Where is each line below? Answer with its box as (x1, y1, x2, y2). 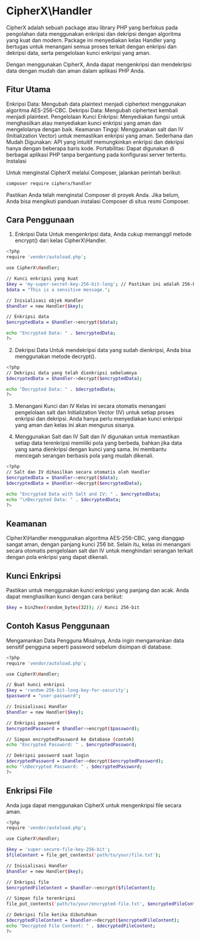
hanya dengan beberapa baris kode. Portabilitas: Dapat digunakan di (6, 144, 174, 152)
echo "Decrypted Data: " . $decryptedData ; (6, 386, 116, 392)
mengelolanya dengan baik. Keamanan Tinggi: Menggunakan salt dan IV (6, 125, 183, 132)
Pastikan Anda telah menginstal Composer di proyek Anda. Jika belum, (6, 191, 180, 198)
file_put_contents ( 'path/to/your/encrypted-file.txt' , (6, 901, 145, 907)
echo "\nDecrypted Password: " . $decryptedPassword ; (6, 764, 143, 770)
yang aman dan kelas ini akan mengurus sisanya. (14, 422, 136, 429)
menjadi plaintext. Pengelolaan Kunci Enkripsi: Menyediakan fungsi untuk (6, 113, 186, 120)
